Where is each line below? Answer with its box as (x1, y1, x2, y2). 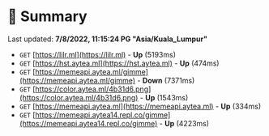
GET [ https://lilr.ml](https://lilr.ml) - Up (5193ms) (19, 49, 176, 59)
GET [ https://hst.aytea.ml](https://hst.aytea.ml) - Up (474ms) (19, 58, 220, 68)
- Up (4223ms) (159, 118, 210, 128)
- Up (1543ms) (139, 92, 189, 102)
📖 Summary (7, 7, 88, 26)
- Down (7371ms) (136, 75, 195, 85)
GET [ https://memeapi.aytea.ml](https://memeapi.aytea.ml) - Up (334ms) (19, 101, 261, 111)
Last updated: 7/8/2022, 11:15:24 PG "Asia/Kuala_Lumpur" (7, 34, 208, 44)
